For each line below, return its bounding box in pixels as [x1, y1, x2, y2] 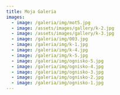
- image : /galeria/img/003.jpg [11, 36, 88, 42]
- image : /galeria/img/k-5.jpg [11, 53, 88, 58]
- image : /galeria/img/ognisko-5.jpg [11, 58, 104, 64]
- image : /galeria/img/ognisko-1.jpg [11, 80, 104, 86]
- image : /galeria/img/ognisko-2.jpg [11, 74, 104, 80]
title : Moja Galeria [6, 8, 57, 15]
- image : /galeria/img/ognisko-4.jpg [11, 63, 104, 70]
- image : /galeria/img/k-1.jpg [11, 42, 88, 48]
